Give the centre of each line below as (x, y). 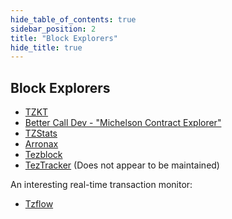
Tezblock (43, 155)
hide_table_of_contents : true (73, 19)
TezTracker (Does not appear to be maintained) (122, 165)
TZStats (41, 133)
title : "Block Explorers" (64, 38)
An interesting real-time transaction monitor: (101, 185)
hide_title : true (46, 47)
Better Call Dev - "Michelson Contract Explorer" (123, 123)
